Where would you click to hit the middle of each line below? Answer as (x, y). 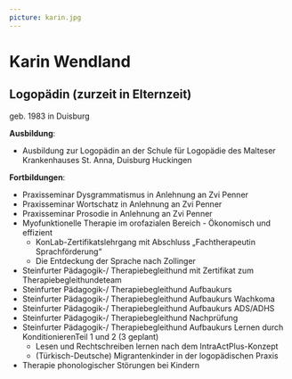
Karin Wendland (70, 61)
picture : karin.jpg (45, 17)
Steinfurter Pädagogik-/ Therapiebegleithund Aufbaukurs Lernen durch (153, 327)
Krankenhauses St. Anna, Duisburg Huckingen (107, 160)
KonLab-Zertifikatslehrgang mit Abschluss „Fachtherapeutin (146, 242)
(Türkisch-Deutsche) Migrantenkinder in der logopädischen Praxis (157, 355)
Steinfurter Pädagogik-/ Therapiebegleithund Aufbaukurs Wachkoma (149, 299)
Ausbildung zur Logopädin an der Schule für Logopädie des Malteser (149, 150)
